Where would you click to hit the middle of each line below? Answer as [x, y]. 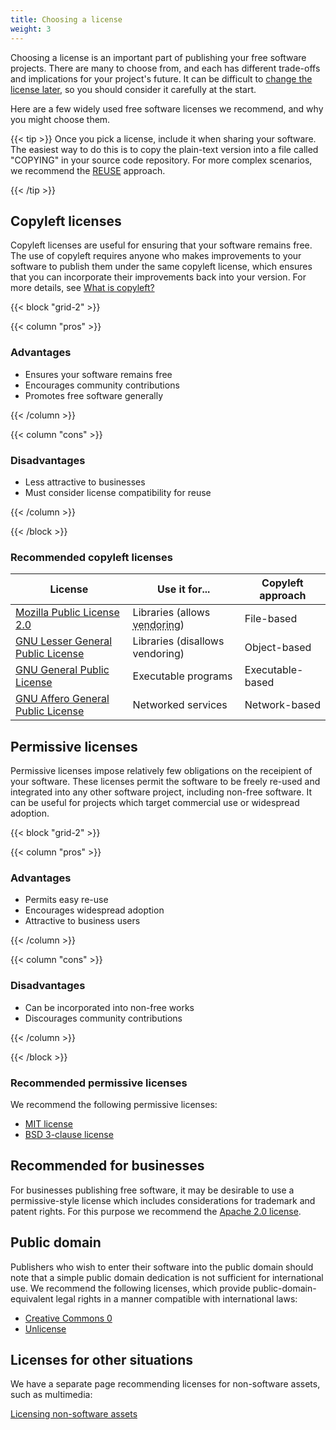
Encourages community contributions [102, 385]
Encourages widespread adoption [94, 910]
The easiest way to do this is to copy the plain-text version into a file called [164, 149]
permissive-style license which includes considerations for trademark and [163, 1200]
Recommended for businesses [107, 1166]
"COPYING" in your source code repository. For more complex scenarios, [161, 160]
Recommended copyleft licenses [91, 557]
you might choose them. [60, 119]
